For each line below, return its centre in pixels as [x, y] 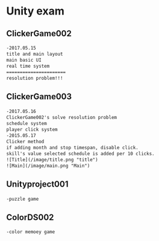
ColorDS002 [30, 218]
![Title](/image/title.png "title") [52, 159]
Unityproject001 [37, 185]
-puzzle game [23, 199]
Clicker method [25, 141]
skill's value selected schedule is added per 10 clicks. [80, 153]
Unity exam [35, 11]
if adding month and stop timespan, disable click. [72, 147]
